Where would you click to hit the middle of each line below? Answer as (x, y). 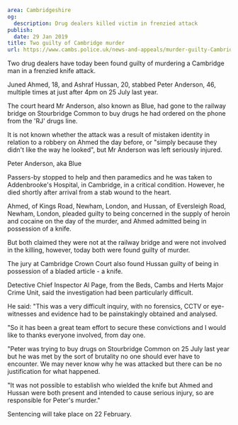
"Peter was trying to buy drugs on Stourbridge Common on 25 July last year (119, 349)
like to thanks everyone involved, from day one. (76, 335)
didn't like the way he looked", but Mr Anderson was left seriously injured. (115, 150)
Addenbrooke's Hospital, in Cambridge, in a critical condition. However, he (116, 185)
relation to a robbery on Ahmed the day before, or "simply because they (112, 143)
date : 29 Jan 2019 (41, 37)
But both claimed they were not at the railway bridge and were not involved (117, 243)
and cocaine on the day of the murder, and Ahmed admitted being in (107, 221)
